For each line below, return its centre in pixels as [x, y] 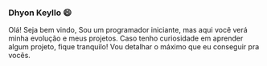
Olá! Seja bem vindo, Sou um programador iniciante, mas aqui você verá [128, 30]
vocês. [19, 56]
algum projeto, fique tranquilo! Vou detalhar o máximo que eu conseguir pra [134, 47]
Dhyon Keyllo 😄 [40, 13]
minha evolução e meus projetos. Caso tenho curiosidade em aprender [126, 38]
